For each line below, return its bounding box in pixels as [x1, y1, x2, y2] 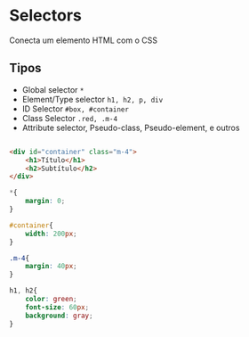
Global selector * [21, 84, 84, 95]
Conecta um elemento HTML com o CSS [9, 35, 158, 45]
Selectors [9, 5, 82, 26]
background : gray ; [25, 311, 93, 320]
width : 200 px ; [25, 229, 77, 238]
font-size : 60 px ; [25, 302, 90, 312]
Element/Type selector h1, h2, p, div [21, 94, 164, 104]
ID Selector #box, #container [21, 103, 129, 114]
